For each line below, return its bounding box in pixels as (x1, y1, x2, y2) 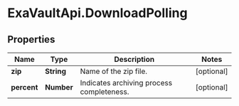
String (45, 66, 66, 76)
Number (45, 83, 73, 92)
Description (114, 55, 155, 64)
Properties (7, 33, 55, 46)
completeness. (80, 87, 129, 97)
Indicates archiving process (80, 78, 173, 88)
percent (11, 83, 38, 92)
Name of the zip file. (80, 66, 148, 76)
